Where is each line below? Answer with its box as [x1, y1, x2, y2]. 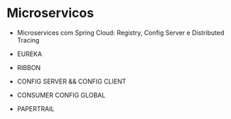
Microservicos [6, 5, 94, 21]
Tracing [16, 35, 40, 44]
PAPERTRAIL [16, 104, 55, 113]
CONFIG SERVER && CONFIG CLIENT [16, 76, 127, 86]
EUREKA [16, 50, 43, 58]
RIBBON [16, 63, 41, 72]
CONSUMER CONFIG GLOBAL [16, 91, 106, 99]
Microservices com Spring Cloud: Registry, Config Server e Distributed [16, 28, 225, 37]
